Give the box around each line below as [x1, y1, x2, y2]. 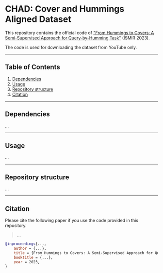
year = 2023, [14, 259, 40, 264]
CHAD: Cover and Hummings [5, 3, 125, 15]
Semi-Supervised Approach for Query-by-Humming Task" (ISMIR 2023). [5, 35, 150, 41]
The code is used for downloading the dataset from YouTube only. [5, 44, 137, 50]
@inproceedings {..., [5, 241, 47, 246]
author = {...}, [14, 246, 47, 251]
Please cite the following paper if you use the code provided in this [5, 218, 139, 223]
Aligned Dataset [5, 14, 71, 25]
